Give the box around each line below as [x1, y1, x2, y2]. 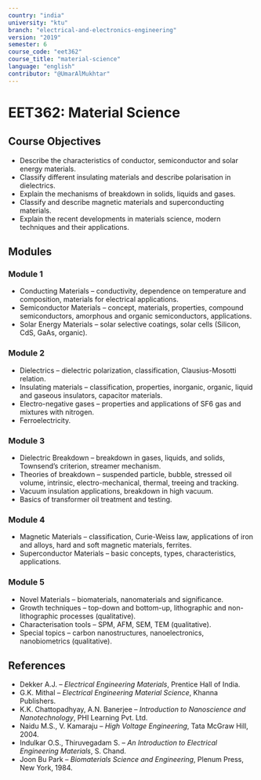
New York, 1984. [19, 763, 73, 773]
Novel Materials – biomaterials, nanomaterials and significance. [19, 594, 224, 604]
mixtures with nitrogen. [19, 407, 95, 417]
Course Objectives [8, 135, 102, 148]
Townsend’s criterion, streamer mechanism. [19, 461, 161, 471]
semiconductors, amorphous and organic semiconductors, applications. [19, 312, 252, 321]
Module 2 [8, 348, 45, 359]
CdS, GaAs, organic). [19, 328, 88, 337]
